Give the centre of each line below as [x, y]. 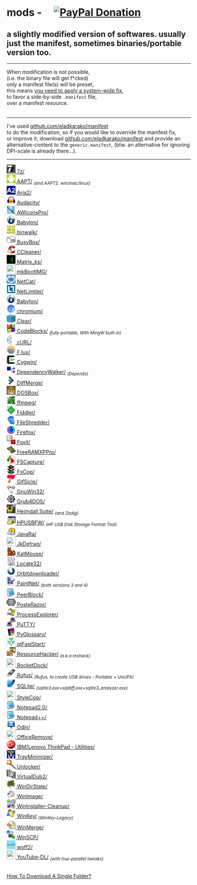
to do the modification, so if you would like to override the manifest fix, [92, 132]
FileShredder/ [33, 423]
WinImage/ [30, 797]
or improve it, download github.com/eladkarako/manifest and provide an [94, 138]
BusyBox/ [28, 242]
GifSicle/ [27, 482]
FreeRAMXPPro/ [36, 452]
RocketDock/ [32, 665]
